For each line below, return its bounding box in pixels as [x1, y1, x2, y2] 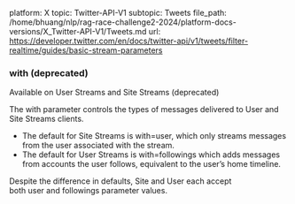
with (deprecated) [9, 66, 89, 79]
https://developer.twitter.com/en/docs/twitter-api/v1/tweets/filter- [9, 35, 249, 46]
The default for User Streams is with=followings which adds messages [21, 149, 281, 160]
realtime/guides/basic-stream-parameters [9, 45, 163, 56]
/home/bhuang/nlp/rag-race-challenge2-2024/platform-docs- [9, 17, 237, 27]
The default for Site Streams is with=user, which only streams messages [21, 131, 286, 141]
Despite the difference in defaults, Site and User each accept [9, 176, 232, 186]
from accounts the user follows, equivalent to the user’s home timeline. [21, 159, 282, 170]
